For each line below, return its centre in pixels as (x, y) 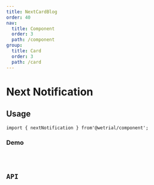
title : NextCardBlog (32, 12)
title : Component (33, 29)
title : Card (27, 51)
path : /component (33, 40)
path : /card (27, 62)
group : (14, 46)
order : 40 (19, 17)
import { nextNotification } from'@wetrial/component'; (77, 128)
